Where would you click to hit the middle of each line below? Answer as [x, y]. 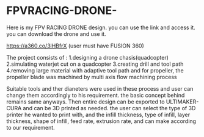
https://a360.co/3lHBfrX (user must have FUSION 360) [75, 46]
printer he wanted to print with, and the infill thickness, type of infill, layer [98, 114]
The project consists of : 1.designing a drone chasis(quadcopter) [88, 57]
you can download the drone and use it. [56, 33]
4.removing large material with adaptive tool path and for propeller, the [95, 70]
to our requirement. [31, 127]
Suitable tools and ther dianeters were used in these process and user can [100, 88]
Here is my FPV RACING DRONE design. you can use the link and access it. [101, 27]
